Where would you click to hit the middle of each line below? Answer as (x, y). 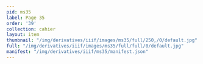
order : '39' (21, 23)
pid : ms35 (19, 12)
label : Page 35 (26, 18)
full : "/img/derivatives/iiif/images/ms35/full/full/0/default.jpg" (95, 46)
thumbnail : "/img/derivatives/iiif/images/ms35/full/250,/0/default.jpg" (102, 40)
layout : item (23, 35)
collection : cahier (31, 29)
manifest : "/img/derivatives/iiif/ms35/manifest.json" (77, 52)
